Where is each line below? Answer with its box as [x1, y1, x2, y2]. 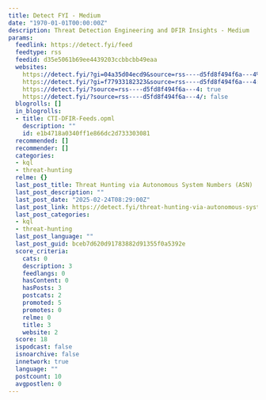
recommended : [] [15, 136, 69, 145]
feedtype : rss [15, 48, 62, 56]
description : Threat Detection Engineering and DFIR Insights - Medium [8, 26, 249, 34]
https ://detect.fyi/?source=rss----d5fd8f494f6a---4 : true [22, 85, 222, 93]
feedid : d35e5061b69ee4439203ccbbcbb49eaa [15, 56, 158, 64]
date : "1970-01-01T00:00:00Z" [8, 19, 108, 27]
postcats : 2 [22, 291, 62, 299]
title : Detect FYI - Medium [8, 11, 101, 20]
